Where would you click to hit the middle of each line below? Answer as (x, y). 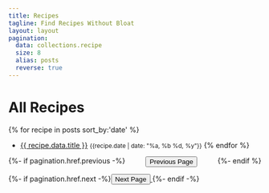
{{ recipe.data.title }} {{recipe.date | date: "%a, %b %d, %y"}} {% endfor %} (135, 145)
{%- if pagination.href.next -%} (60, 179)
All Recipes (47, 107)
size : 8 (29, 53)
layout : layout (34, 30)
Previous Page (172, 161)
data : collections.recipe (59, 46)
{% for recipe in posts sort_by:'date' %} (74, 130)
